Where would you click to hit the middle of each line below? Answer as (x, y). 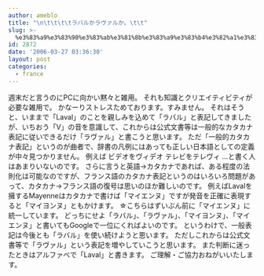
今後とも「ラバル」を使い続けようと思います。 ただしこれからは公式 (132, 235)
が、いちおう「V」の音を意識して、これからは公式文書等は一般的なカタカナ (131, 127)
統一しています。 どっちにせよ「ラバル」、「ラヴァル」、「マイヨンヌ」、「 (122, 215)
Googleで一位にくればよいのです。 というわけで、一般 (157, 225)
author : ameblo (33, 15)
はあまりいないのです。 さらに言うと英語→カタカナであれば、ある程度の (126, 166)
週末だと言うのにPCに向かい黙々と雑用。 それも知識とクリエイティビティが (130, 97)
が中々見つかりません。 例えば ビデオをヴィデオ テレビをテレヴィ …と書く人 (132, 156)
